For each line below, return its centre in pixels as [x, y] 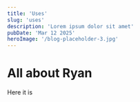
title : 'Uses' [28, 13]
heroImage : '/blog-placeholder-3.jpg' [63, 39]
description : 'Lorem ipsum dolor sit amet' [71, 26]
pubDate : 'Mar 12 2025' [41, 33]
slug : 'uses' [26, 20]
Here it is [20, 92]
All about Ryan [50, 73]
